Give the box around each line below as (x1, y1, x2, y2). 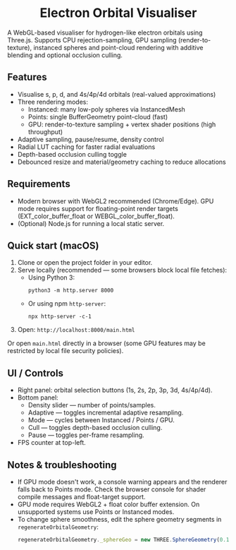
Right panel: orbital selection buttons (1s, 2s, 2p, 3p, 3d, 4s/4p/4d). (17, 386, 213, 395)
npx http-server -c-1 (27, 313, 92, 321)
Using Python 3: (27, 273, 75, 282)
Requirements (7, 178, 70, 190)
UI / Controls (7, 367, 63, 379)
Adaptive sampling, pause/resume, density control (17, 135, 164, 143)
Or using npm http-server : (27, 299, 106, 308)
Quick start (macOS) (7, 239, 99, 251)
